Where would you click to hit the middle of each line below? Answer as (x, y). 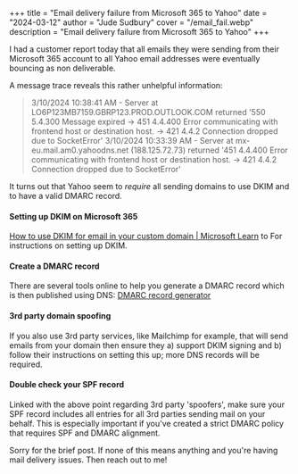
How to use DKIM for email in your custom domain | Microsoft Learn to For (146, 237)
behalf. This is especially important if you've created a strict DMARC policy (146, 423)
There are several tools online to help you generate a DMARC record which (147, 286)
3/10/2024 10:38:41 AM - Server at (95, 103)
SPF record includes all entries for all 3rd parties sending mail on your (137, 413)
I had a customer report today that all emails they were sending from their (144, 49)
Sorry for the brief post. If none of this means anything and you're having (144, 450)
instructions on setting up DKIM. (68, 245)
